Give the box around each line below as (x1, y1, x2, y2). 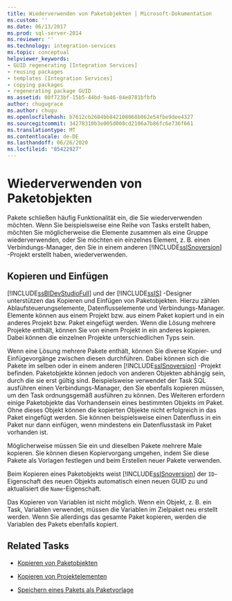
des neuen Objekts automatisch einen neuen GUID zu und (42, 477, 208, 485)
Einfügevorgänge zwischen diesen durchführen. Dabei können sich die (7, 354, 210, 362)
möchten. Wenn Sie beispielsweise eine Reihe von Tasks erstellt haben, (7, 220, 211, 229)
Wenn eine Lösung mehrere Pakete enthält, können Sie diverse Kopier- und (7, 347, 222, 355)
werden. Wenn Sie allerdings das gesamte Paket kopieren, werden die (7, 512, 206, 521)
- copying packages (7, 81, 64, 88)
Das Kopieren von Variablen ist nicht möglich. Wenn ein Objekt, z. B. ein (7, 497, 212, 506)
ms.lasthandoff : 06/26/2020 (7, 140, 89, 147)
